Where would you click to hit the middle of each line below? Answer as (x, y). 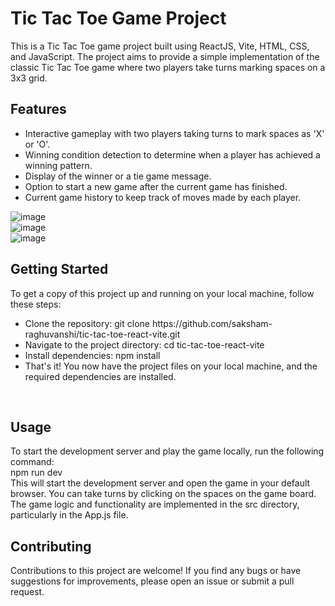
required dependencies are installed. (100, 376)
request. (27, 592)
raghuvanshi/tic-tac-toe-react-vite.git (102, 334)
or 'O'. (37, 144)
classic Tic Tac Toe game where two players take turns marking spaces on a (168, 67)
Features (38, 109)
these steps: (36, 304)
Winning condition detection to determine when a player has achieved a (172, 154)
